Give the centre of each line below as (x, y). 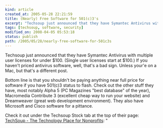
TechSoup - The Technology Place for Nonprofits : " (57, 120)
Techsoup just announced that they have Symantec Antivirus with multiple (79, 55)
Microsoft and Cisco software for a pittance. (49, 106)
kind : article (19, 9)
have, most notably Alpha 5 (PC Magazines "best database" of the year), (78, 90)
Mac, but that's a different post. (36, 71)
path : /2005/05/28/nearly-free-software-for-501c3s (58, 41)
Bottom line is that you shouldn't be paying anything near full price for (75, 80)
